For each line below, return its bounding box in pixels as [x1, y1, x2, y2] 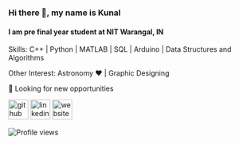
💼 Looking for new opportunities [8, 84, 114, 94]
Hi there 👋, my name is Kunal [8, 7, 121, 18]
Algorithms [8, 53, 45, 63]
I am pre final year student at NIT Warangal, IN [8, 27, 164, 37]
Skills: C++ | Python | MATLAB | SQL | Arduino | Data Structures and [8, 45, 232, 54]
